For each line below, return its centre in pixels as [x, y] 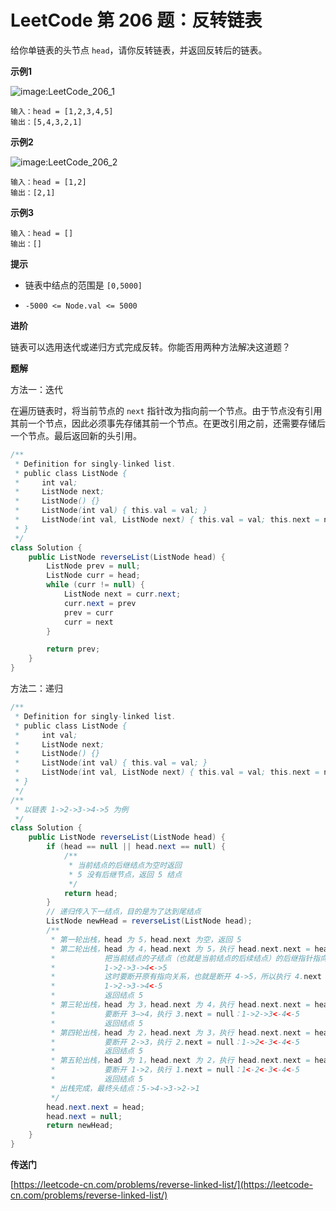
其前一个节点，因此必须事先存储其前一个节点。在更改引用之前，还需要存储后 [168, 423]
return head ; [90, 893]
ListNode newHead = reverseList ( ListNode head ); [149, 921]
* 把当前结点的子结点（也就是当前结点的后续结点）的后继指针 [181, 958]
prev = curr [88, 612]
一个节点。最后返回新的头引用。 [76, 435]
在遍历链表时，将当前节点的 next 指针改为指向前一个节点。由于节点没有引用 [166, 410]
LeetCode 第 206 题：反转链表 [136, 20]
